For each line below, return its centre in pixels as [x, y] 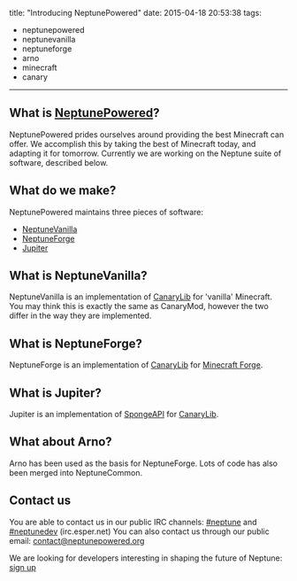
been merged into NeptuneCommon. [76, 472]
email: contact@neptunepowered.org [77, 540]
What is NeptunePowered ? [84, 113]
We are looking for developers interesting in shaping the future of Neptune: [146, 558]
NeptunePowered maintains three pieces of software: [107, 212]
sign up [23, 567]
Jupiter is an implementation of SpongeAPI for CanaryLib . [114, 414]
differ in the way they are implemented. [80, 316]
